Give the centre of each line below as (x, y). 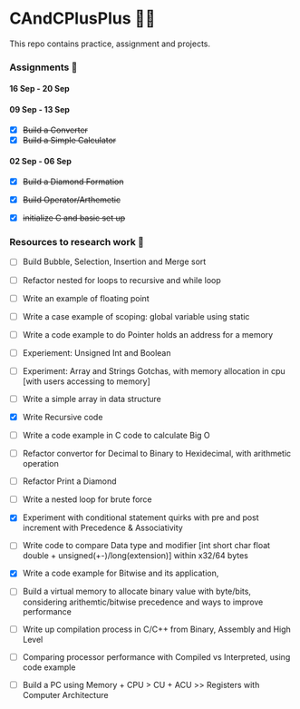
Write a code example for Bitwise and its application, (121, 573)
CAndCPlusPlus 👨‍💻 (82, 19)
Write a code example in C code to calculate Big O (116, 436)
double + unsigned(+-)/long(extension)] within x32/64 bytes (135, 556)
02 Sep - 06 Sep (41, 162)
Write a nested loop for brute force (87, 499)
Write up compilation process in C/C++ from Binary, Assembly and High (157, 629)
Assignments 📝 (44, 67)
